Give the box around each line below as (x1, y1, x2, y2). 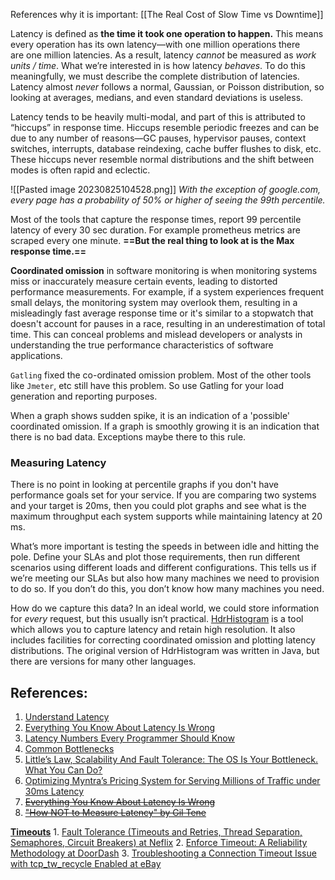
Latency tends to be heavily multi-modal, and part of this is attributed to (10, 111, 306, 123)
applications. (10, 350, 63, 361)
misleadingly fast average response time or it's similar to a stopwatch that (10, 307, 314, 319)
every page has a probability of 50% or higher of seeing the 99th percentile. (10, 194, 326, 206)
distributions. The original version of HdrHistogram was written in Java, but (10, 645, 320, 657)
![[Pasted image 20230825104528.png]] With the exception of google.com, (10, 184, 321, 195)
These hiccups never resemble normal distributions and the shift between (10, 154, 315, 165)
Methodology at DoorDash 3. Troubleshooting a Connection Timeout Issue (10, 847, 317, 859)
